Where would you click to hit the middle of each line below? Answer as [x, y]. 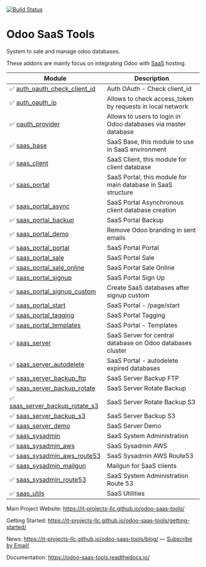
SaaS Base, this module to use [151, 141]
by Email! [18, 545]
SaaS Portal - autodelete [143, 361]
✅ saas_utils [27, 493]
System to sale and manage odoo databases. [63, 51]
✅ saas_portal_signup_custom [53, 291]
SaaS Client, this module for [147, 159]
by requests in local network [148, 106]
